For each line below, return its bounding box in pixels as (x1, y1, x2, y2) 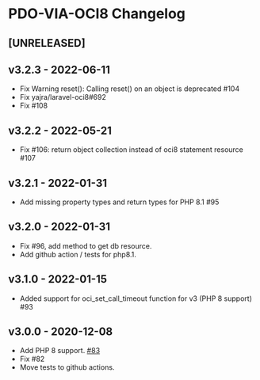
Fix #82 (19, 354, 45, 364)
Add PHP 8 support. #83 (19, 346, 101, 355)
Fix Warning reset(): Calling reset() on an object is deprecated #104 (19, 84, 240, 93)
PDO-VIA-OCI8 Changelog (8, 5, 186, 23)
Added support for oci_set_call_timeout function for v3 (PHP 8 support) (19, 294, 252, 303)
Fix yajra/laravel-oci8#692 (19, 93, 107, 102)
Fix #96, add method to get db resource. (19, 241, 152, 250)
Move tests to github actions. (19, 363, 115, 372)
